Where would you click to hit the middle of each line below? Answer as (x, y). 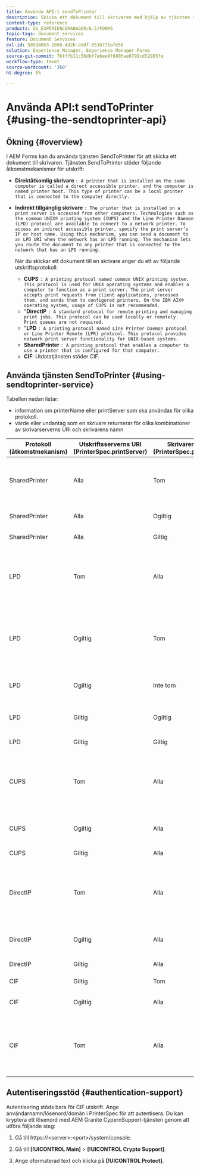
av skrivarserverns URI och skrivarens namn (69, 429)
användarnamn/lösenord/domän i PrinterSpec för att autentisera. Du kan (95, 1113)
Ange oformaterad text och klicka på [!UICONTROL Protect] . (89, 1160)
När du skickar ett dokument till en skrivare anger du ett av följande (97, 261)
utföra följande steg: (31, 1126)
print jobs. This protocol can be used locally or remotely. (101, 317)
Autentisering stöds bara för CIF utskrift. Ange (62, 1107)
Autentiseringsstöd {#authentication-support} (95, 1093)
